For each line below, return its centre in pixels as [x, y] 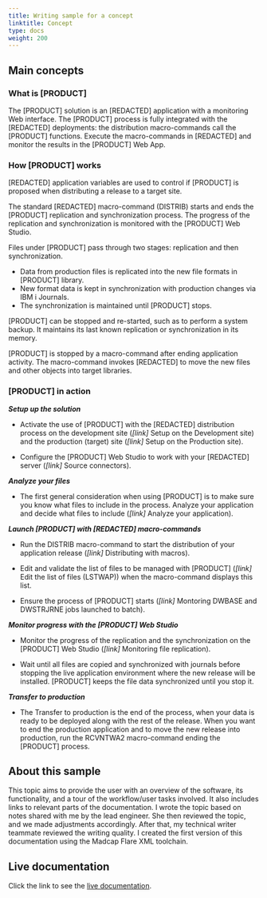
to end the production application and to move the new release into [130, 729]
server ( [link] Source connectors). [75, 465]
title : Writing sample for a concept [71, 16]
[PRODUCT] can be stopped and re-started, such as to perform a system [128, 321]
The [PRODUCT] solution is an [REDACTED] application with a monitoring [128, 110]
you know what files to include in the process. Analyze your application [136, 505]
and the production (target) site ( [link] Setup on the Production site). [132, 441]
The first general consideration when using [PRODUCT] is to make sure [137, 496]
